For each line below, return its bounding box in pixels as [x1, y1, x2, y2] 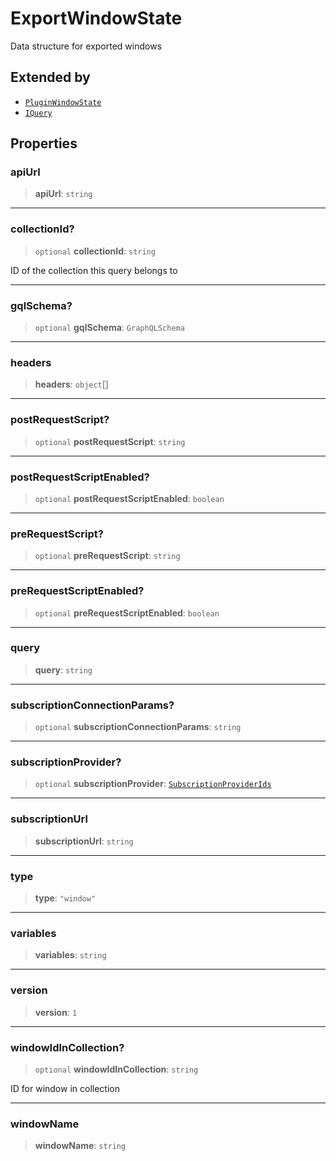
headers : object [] [34, 378, 109, 391]
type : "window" [34, 892, 97, 904]
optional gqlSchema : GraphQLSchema [34, 322, 185, 334]
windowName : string [34, 1140, 127, 1152]
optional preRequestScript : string [34, 550, 181, 562]
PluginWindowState [24, 97, 102, 107]
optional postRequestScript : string [34, 435, 186, 447]
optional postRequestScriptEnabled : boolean [34, 492, 225, 504]
